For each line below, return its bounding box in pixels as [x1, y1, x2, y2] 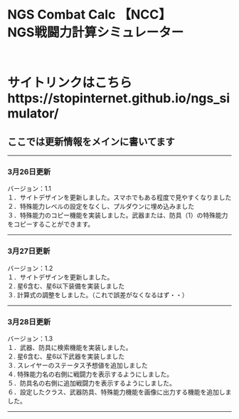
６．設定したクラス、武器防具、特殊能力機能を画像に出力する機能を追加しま [7, 388, 232, 396]
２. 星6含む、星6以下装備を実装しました [7, 281, 125, 290]
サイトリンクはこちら [7, 75, 133, 91]
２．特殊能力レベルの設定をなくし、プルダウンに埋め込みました [7, 202, 194, 211]
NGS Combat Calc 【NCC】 [7, 6, 172, 23]
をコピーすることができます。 [7, 220, 95, 229]
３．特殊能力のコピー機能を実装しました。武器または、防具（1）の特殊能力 [7, 211, 228, 219]
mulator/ [7, 105, 59, 122]
